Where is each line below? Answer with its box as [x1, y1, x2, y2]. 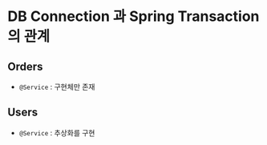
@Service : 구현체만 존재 [18, 82, 95, 91]
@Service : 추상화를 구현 [18, 127, 95, 137]
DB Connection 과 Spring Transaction [7, 7, 260, 26]
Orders [7, 59, 43, 73]
